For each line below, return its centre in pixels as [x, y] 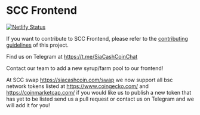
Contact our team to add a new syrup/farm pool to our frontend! [85, 68]
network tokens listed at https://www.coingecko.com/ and [78, 86]
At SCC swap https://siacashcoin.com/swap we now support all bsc [90, 80]
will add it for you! [28, 105]
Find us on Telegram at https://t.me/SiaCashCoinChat [72, 56]
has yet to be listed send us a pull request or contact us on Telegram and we [100, 99]
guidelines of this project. [37, 45]
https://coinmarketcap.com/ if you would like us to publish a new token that [99, 92]
